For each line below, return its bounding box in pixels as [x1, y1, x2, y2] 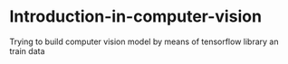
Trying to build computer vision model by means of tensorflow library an [9, 36, 279, 47]
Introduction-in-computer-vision [9, 6, 263, 27]
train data [9, 45, 45, 56]
